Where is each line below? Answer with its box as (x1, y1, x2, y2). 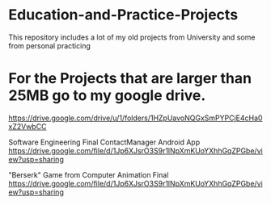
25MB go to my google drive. (8, 86, 206, 105)
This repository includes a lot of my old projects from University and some (8, 32, 256, 42)
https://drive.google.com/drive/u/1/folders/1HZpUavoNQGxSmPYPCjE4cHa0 (8, 113, 263, 123)
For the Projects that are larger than (8, 69, 252, 88)
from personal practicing (8, 40, 91, 50)
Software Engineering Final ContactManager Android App (8, 137, 201, 147)
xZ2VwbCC (8, 121, 47, 131)
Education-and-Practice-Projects (8, 6, 239, 24)
